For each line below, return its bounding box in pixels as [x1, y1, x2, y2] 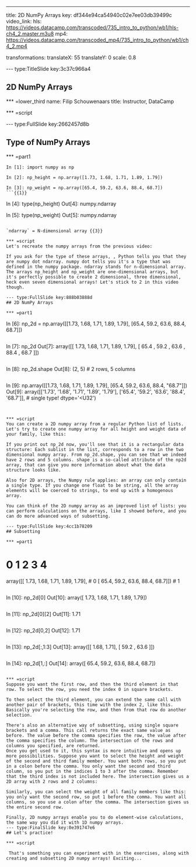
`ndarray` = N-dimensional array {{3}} [6, 228, 103, 234]
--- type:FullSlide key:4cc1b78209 [6, 523, 93, 529]
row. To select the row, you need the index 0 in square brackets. [6, 686, 174, 692]
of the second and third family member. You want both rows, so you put [6, 758, 187, 764]
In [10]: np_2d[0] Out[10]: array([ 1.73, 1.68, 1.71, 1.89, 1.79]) [6, 594, 148, 601]
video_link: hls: [6, 18, 42, 25]
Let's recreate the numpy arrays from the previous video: [6, 243, 153, 249]
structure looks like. [6, 467, 61, 473]
